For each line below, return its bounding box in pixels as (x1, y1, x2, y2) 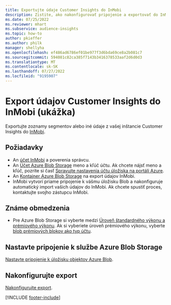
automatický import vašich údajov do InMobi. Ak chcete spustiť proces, (12, 184, 162, 190)
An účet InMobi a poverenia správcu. (12, 157, 90, 163)
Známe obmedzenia (5, 204, 70, 212)
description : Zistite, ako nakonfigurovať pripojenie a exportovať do (5, 12, 158, 17)
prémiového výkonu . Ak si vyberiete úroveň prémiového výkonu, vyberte (12, 223, 165, 229)
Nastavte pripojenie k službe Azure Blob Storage (5, 242, 163, 252)
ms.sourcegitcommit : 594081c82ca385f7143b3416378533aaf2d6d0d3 (5, 54, 142, 60)
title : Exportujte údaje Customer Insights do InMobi (5, 7, 122, 13)
